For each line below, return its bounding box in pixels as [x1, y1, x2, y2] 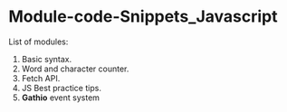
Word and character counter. [21, 63, 129, 74]
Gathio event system [21, 92, 100, 103]
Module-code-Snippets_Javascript [8, 6, 278, 27]
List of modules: [8, 36, 69, 47]
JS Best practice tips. [21, 82, 101, 93]
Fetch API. [21, 72, 61, 83]
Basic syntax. [21, 53, 72, 64]
